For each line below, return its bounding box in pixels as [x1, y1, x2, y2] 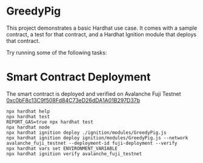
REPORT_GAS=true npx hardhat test [6, 119, 94, 125]
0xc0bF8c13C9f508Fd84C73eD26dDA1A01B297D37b [6, 96, 141, 104]
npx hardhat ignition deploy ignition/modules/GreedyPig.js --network [6, 135, 188, 141]
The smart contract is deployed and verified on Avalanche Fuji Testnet [6, 90, 181, 98]
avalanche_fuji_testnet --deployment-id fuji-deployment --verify [6, 140, 178, 146]
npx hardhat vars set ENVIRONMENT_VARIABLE [6, 145, 118, 151]
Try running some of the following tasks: [6, 48, 107, 56]
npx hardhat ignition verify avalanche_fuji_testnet [6, 150, 142, 157]
